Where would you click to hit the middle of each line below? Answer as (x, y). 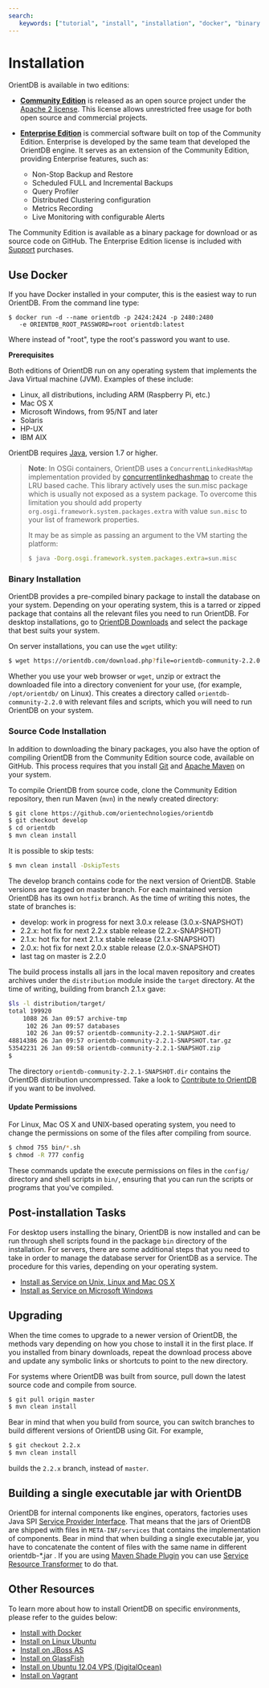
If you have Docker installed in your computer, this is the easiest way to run (132, 295)
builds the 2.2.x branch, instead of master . (79, 1468)
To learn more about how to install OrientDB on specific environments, (124, 1608)
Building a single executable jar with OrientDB (125, 1493)
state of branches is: (42, 906)
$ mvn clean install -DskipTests (64, 866)
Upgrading (35, 1316)
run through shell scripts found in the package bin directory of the (118, 1241)
